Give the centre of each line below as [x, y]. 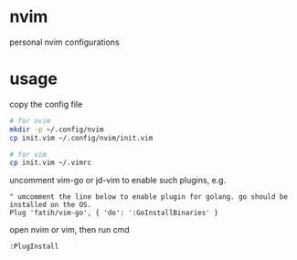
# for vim [28, 154]
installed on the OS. [51, 205]
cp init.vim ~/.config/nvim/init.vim [81, 138]
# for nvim [30, 120]
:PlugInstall [34, 247]
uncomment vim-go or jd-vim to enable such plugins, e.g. [118, 181]
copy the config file [46, 104]
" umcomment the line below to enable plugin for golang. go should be [148, 197]
